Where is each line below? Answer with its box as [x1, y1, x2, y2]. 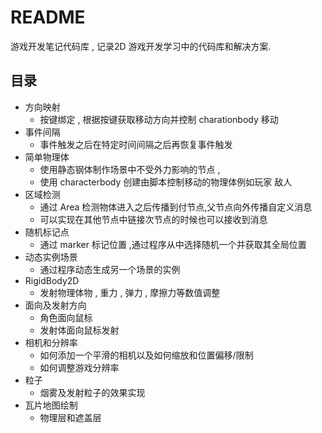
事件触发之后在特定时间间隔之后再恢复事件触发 [39, 138, 233, 150]
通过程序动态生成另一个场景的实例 [39, 263, 181, 275]
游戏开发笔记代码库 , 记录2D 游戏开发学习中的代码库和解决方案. [10, 40, 272, 52]
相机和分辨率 [24, 336, 78, 348]
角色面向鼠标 [39, 311, 93, 323]
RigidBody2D [24, 274, 80, 286]
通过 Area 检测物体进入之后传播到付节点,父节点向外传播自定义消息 [39, 201, 313, 213]
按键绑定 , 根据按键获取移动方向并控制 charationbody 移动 [39, 113, 279, 125]
